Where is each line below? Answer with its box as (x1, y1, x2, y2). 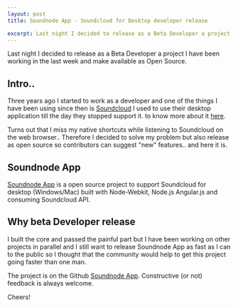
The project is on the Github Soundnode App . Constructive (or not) (7, 271, 202, 280)
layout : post (7, 10, 46, 18)
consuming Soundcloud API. (7, 195, 91, 204)
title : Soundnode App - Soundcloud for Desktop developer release (7, 17, 208, 24)
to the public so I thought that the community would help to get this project (7, 250, 226, 259)
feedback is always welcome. (7, 279, 94, 287)
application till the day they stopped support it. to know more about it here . (7, 112, 226, 120)
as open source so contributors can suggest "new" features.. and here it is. (7, 140, 227, 150)
